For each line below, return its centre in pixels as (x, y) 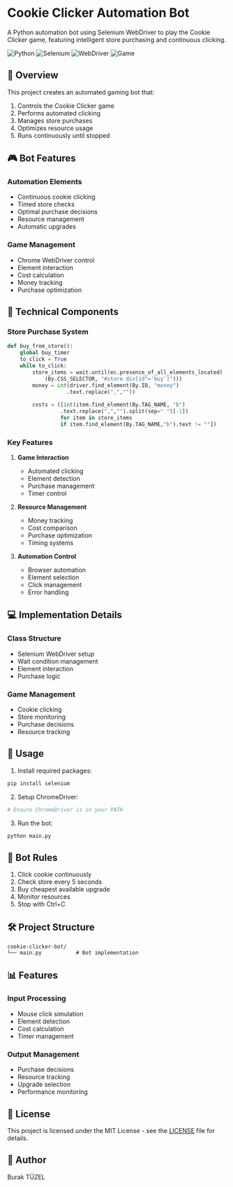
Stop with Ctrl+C (41, 904)
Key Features (30, 442)
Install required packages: (54, 771)
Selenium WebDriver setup (56, 654)
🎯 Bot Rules (32, 858)
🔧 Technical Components (63, 312)
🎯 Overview (33, 75)
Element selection (53, 577)
